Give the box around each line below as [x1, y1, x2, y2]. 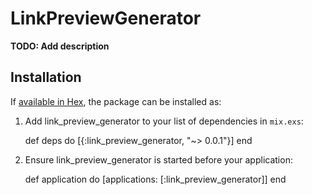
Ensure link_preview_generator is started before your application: [24, 153, 293, 166]
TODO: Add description [10, 40, 110, 52]
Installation [10, 69, 82, 86]
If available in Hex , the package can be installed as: [10, 95, 222, 107]
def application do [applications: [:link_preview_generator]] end [24, 173, 287, 185]
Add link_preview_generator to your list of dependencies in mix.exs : [24, 115, 304, 127]
